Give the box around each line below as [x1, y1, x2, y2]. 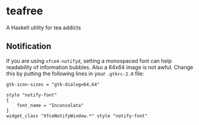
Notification [6, 41, 52, 51]
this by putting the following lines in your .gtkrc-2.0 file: [6, 70, 144, 77]
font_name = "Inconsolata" [17, 102, 84, 108]
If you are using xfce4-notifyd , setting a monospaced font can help [6, 57, 172, 64]
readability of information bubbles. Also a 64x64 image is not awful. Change [6, 63, 194, 71]
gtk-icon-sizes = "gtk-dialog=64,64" [6, 81, 100, 87]
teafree [6, 4, 43, 18]
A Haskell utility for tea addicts [6, 24, 82, 31]
